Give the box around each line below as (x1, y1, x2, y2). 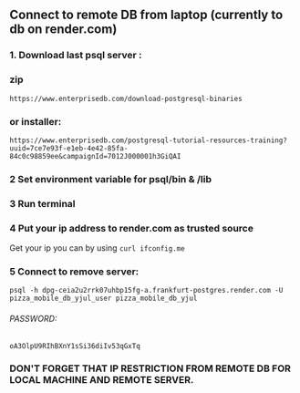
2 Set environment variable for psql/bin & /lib (9, 172, 212, 185)
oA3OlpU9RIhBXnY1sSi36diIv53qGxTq (9, 341, 141, 350)
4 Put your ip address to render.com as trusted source (9, 222, 253, 234)
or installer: (9, 115, 62, 128)
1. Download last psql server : (9, 49, 143, 62)
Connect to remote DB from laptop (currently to (9, 7, 284, 23)
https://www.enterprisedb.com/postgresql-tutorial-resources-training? (9, 136, 287, 145)
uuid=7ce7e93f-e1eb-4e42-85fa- (9, 143, 129, 153)
